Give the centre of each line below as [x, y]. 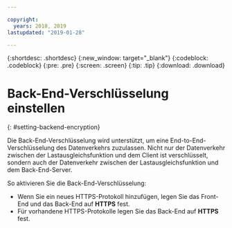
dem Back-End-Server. [40, 170]
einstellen [36, 108]
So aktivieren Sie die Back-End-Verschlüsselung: [77, 183]
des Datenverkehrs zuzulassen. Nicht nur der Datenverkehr [141, 148]
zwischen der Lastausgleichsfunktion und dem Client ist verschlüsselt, [108, 155]
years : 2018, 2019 [40, 26]
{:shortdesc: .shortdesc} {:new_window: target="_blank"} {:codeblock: [108, 58]
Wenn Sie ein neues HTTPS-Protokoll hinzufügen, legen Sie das [108, 197]
